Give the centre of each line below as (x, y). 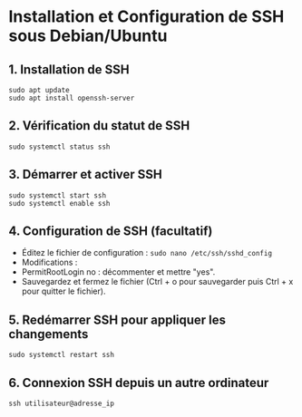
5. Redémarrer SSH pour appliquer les (117, 320)
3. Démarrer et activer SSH (85, 175)
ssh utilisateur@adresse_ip (62, 404)
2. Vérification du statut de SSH (99, 126)
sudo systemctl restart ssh (62, 355)
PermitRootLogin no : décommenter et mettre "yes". (118, 272)
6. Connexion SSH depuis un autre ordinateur (139, 383)
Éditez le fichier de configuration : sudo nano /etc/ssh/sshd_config (147, 253)
